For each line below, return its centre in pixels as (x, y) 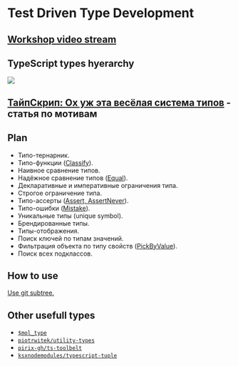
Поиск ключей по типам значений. (71, 238)
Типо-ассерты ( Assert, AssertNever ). (73, 200)
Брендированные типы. (53, 223)
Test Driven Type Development (101, 13)
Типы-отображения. (48, 231)
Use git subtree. (31, 293)
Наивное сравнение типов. (59, 170)
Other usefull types (51, 315)
